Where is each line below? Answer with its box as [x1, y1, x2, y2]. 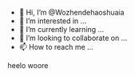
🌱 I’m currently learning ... [18, 25, 105, 34]
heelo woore [7, 61, 49, 70]
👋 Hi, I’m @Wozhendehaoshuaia [18, 8, 125, 17]
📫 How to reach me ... [18, 43, 93, 51]
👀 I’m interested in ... [18, 16, 87, 26]
